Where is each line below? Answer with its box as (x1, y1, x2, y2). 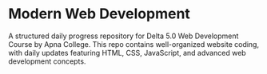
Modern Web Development (8, 5, 190, 23)
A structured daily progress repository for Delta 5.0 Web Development (8, 31, 239, 41)
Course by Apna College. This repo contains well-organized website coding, (8, 39, 260, 49)
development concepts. (8, 56, 86, 66)
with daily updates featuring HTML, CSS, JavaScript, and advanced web (8, 48, 246, 57)
